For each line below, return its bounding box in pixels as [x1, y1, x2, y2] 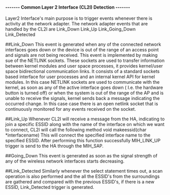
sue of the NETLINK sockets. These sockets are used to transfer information [5, 57, 165, 63]
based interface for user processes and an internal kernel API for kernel [5, 74, 155, 80]
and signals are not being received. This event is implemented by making [5, 52, 158, 58]
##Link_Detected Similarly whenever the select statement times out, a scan [5, 168, 163, 174]
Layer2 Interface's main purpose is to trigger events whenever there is [5, 15, 153, 21]
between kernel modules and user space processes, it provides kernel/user [5, 63, 163, 69]
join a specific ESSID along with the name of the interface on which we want [5, 121, 165, 127]
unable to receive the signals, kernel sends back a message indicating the [5, 95, 160, 102]
